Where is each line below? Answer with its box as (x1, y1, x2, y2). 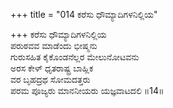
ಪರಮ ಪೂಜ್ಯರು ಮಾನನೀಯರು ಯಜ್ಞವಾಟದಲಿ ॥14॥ (10, 85, 165, 96)
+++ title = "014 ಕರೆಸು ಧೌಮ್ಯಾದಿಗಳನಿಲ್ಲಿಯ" (10, 9, 158, 20)
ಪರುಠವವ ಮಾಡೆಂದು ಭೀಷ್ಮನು (10, 40, 98, 51)
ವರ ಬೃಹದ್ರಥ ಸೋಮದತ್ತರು (10, 74, 91, 85)
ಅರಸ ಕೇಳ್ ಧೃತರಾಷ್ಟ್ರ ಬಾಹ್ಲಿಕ (10, 62, 94, 74)
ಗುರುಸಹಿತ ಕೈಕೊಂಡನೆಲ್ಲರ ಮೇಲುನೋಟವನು (10, 51, 140, 63)
